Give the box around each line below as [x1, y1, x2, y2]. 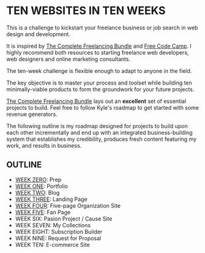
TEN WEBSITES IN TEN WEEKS [6, 4, 166, 18]
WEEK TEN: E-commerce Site [15, 241, 90, 248]
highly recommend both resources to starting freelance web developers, [6, 48, 189, 56]
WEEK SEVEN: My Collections [15, 221, 91, 228]
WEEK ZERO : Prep [15, 176, 62, 183]
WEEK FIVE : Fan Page [15, 208, 71, 216]
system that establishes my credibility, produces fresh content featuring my [6, 135, 197, 143]
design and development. [6, 30, 70, 37]
